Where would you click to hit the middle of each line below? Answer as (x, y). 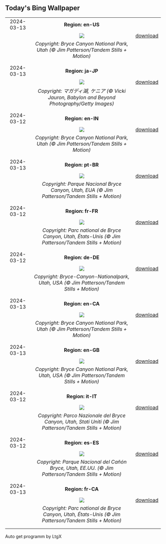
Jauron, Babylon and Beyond (82, 97)
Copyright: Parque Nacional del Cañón (82, 461)
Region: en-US (82, 24)
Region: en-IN (82, 118)
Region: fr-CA (82, 489)
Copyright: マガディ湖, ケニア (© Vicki (82, 91)
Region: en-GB (82, 350)
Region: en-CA (82, 303)
